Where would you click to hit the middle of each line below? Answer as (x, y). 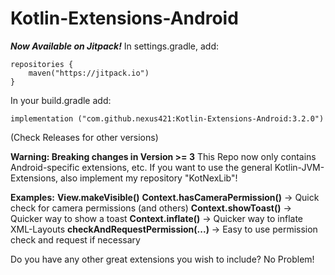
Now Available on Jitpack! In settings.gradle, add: (115, 46)
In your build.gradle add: (61, 100)
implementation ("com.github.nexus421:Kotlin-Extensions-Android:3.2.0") (167, 118)
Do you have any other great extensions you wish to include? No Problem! (162, 259)
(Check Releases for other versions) (84, 137)
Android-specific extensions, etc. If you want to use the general (141, 167)
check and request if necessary (75, 239)
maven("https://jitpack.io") (89, 73)
